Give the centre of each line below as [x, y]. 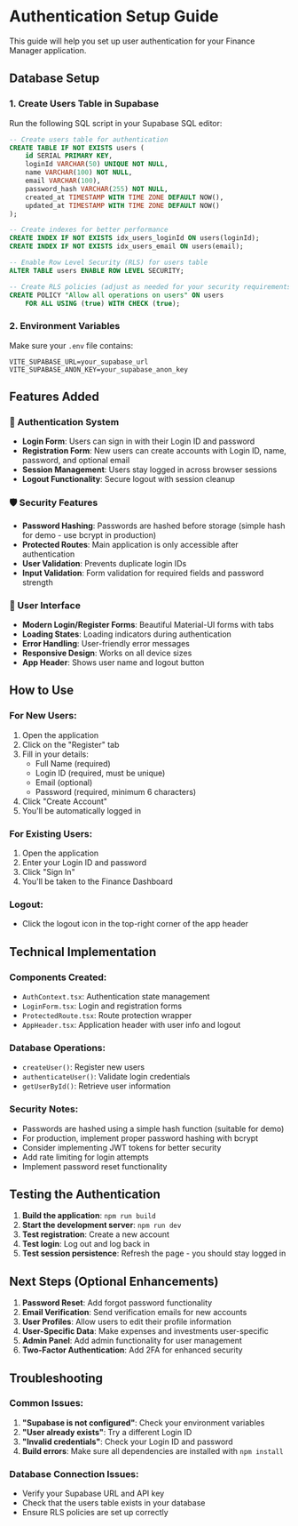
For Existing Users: [51, 833]
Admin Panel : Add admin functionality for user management [132, 1341]
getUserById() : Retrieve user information [96, 1086]
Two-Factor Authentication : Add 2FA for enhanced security [132, 1350]
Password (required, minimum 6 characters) [116, 791]
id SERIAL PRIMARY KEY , [69, 156]
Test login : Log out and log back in [86, 1244]
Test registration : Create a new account [96, 1234]
